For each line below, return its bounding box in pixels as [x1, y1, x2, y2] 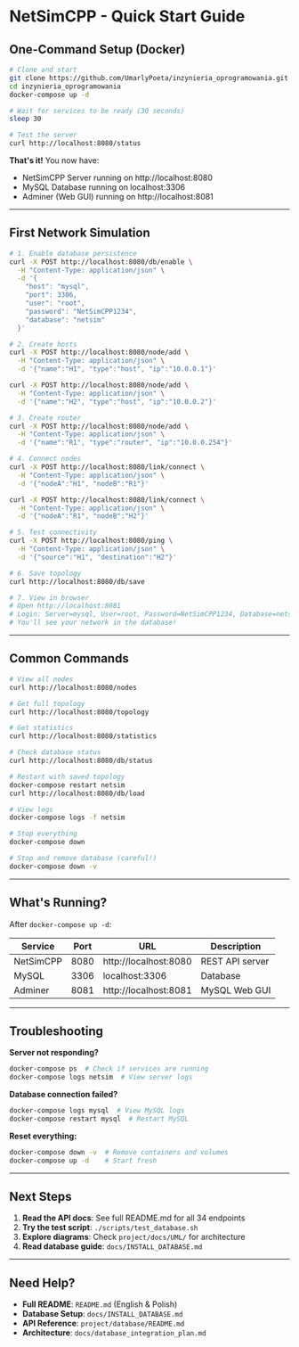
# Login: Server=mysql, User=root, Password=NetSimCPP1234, [9, 610, 238, 619]
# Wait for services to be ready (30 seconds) [9, 106, 185, 115]
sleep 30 [9, 114, 42, 124]
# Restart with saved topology [9, 772, 125, 781]
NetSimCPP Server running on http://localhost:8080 [21, 172, 214, 183]
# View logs [9, 805, 53, 814]
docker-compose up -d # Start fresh [9, 1156, 158, 1165]
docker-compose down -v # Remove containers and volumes [9, 1147, 229, 1156]
